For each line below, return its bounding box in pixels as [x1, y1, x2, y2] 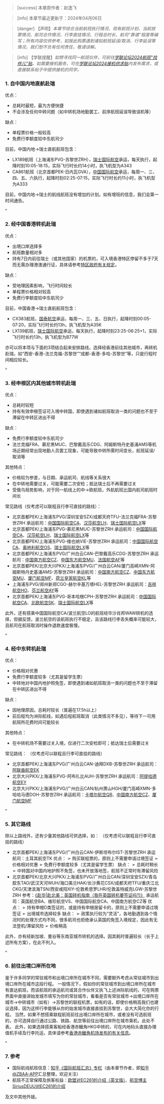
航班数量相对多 [12, 249, 42, 255]
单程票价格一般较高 [12, 130, 51, 135]
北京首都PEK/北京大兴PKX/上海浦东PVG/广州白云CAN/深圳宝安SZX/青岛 [12, 874, 157, 880]
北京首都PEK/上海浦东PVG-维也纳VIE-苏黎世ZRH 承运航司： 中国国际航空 [12, 538, 159, 544]
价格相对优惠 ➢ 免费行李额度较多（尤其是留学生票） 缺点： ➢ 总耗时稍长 [12, 862, 158, 867]
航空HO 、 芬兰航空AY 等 [12, 587, 59, 593]
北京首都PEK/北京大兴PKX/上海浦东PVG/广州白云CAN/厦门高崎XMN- [12, 563, 151, 569]
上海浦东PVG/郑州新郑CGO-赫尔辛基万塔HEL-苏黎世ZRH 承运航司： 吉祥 [12, 581, 157, 587]
